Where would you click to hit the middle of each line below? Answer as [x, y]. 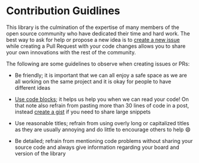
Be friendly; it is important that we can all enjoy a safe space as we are [101, 75]
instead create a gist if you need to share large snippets [83, 112]
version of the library [40, 153]
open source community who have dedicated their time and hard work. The [98, 33]
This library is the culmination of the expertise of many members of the [93, 27]
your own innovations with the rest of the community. [71, 52]
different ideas [32, 87]
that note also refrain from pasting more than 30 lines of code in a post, [102, 105]
